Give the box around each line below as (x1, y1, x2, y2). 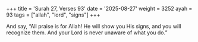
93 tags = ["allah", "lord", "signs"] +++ (6, 11, 100, 18)
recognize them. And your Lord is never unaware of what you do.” (6, 29, 168, 36)
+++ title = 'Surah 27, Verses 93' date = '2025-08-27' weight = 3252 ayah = (6, 5, 193, 12)
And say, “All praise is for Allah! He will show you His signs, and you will (6, 23, 181, 30)
